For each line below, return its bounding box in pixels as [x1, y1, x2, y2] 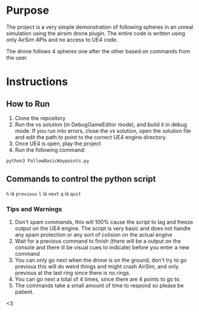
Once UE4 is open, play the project [14, 140, 102, 147]
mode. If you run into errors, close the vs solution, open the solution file [14, 127, 191, 134]
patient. [14, 288, 34, 296]
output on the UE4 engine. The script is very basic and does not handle [14, 225, 191, 232]
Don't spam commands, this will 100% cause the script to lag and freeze [14, 219, 193, 226]
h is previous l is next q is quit [6, 189, 81, 197]
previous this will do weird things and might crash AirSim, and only [14, 263, 179, 270]
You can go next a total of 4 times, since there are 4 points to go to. [14, 276, 181, 283]
